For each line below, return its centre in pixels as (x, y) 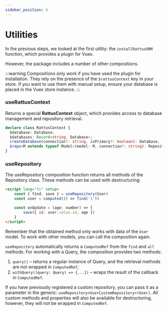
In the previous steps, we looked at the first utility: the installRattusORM (79, 49)
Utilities (21, 34)
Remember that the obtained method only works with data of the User (77, 231)
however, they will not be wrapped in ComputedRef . (57, 303)
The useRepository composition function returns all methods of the (74, 175)
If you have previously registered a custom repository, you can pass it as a (82, 287)
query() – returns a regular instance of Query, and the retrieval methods (86, 261)
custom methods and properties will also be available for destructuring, (79, 298)
